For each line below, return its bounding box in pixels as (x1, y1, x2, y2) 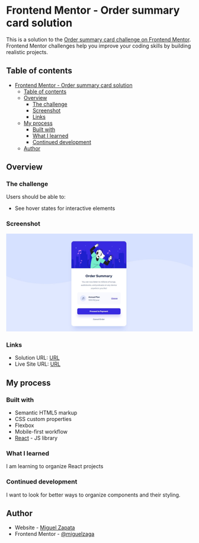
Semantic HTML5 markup (14, 409, 78, 416)
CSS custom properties (14, 416, 72, 423)
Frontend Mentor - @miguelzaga (14, 531, 95, 538)
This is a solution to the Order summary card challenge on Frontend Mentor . (6, 36, 191, 43)
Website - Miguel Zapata (14, 524, 75, 531)
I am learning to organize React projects (6, 463, 104, 470)
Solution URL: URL (14, 354, 60, 362)
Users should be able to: (6, 193, 66, 200)
